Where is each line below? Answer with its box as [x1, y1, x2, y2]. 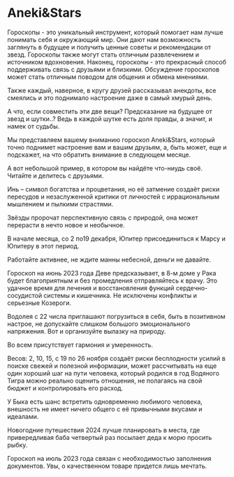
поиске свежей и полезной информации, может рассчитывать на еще [7, 362, 217, 370]
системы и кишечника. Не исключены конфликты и [43, 291, 197, 299]
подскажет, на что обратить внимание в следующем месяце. [7, 150, 191, 159]
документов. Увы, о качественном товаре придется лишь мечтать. [7, 462, 207, 470]
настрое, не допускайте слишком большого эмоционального [7, 320, 191, 328]
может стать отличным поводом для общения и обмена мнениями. [7, 72, 210, 81]
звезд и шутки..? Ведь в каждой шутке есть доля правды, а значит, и [7, 114, 213, 123]
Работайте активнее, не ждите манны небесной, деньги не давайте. [7, 255, 211, 264]
